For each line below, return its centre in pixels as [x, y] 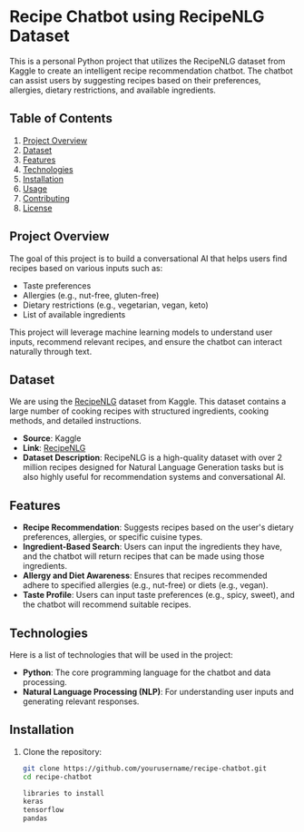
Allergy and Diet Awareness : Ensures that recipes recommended [145, 576]
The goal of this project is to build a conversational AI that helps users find [148, 258]
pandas [35, 818]
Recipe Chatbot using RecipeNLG [137, 17]
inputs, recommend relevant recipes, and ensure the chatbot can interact [146, 341]
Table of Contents [61, 118]
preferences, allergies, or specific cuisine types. [113, 537]
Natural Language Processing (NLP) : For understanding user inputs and [158, 692]
